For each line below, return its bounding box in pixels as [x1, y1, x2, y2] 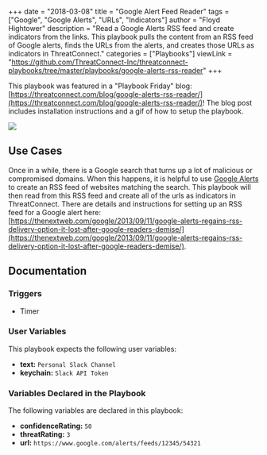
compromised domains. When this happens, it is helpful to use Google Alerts [8, 174, 259, 183]
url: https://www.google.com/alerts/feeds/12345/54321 [19, 438, 201, 448]
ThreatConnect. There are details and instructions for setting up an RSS [8, 199, 242, 209]
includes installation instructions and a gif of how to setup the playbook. [8, 106, 244, 116]
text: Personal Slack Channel [19, 359, 117, 368]
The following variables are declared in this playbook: [8, 406, 184, 415]
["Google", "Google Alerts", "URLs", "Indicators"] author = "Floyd [8, 15, 221, 25]
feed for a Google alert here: [8, 207, 102, 217]
